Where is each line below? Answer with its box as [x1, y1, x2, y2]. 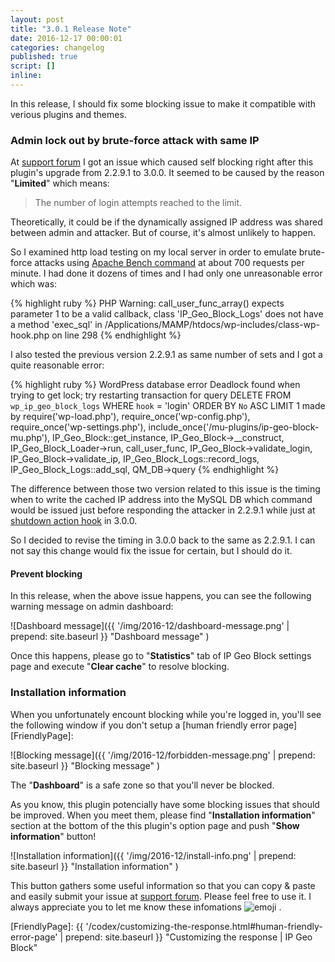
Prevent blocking [10, 567, 83, 580]
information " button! [10, 830, 97, 842]
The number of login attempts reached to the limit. [34, 197, 243, 209]
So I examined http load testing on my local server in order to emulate [10, 246, 297, 258]
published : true [10, 52, 78, 62]
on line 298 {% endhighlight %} [51, 329, 182, 341]
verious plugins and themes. [10, 108, 127, 120]
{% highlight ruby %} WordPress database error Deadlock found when [10, 379, 301, 391]
